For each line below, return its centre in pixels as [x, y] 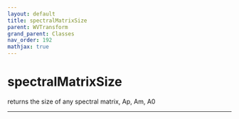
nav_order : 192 [30, 40]
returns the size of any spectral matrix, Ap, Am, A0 [81, 101]
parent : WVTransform [38, 27]
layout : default [31, 14]
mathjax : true [28, 47]
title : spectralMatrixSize [47, 21]
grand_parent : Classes [41, 34]
